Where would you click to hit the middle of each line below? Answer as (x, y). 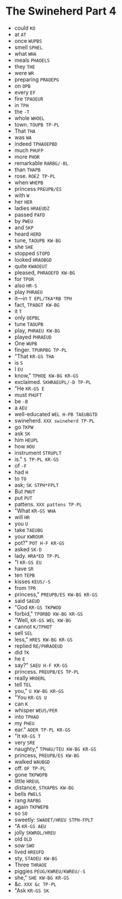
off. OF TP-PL (30, 768)
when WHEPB (29, 182)
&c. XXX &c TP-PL (35, 884)
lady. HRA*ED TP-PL (37, 556)
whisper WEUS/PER (36, 710)
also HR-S (26, 285)
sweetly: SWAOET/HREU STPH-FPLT (54, 820)
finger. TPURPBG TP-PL (41, 350)
